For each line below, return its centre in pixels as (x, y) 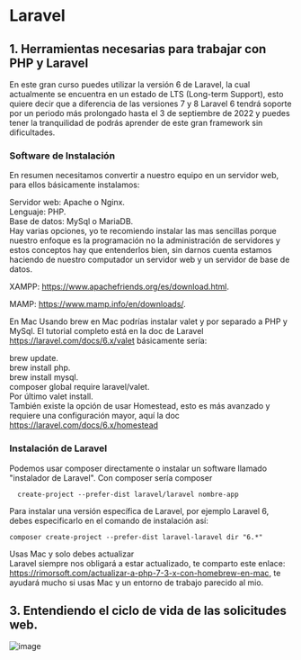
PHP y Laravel (49, 63)
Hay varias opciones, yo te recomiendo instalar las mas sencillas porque (143, 231)
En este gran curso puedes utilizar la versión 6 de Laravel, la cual (130, 85)
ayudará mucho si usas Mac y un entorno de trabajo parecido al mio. (137, 583)
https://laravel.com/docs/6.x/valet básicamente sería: (108, 341)
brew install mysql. (44, 377)
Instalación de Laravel (58, 448)
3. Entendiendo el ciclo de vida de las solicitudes (148, 610)
